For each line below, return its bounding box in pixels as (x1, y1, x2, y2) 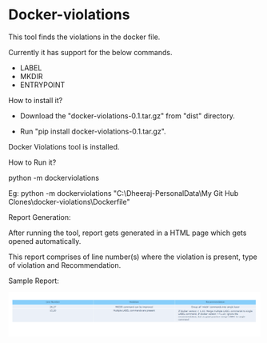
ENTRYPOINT (19, 80, 66, 90)
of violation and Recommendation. (8, 260, 122, 269)
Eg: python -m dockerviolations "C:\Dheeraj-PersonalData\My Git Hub (8, 188, 239, 197)
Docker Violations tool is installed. (8, 142, 120, 151)
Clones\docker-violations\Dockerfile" (8, 197, 130, 206)
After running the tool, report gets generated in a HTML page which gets (8, 228, 247, 237)
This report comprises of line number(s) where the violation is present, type (8, 252, 257, 261)
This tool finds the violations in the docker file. (8, 32, 161, 42)
